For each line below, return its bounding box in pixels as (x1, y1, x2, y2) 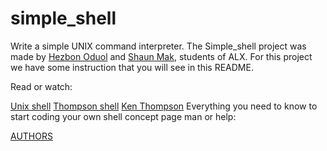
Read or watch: (10, 80, 73, 92)
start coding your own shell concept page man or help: (10, 110, 237, 122)
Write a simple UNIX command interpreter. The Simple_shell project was (10, 40, 307, 52)
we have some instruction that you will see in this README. (10, 61, 254, 73)
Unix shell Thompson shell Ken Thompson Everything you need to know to (10, 100, 318, 112)
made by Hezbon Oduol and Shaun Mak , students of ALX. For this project (10, 50, 313, 62)
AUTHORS (10, 130, 53, 142)
